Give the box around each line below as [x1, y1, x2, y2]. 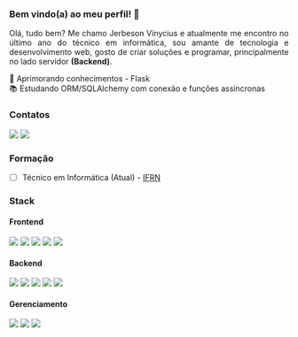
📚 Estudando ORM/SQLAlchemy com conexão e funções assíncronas [9, 83, 266, 94]
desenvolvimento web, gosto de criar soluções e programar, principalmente [9, 47, 289, 57]
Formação [9, 152, 54, 165]
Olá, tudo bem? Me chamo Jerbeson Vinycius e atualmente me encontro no [9, 28, 289, 39]
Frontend [9, 217, 44, 227]
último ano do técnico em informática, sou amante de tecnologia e [9, 37, 289, 48]
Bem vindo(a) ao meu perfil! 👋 [9, 8, 140, 20]
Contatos [9, 109, 51, 121]
